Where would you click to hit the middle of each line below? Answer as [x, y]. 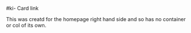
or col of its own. [26, 25]
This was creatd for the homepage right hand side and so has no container [96, 19]
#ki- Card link [22, 8]
